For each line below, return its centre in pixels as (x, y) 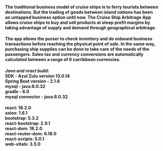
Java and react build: (27, 70)
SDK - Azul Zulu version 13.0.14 (38, 76)
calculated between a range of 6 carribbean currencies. (63, 60)
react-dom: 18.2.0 (24, 129)
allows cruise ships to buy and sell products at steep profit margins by (78, 22)
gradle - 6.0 (17, 91)
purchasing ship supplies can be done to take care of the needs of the (77, 49)
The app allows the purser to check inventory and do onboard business (79, 39)
